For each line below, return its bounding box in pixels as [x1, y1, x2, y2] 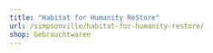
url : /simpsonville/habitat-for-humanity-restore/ [9, 22, 205, 31]
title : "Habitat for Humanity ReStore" [9, 13, 160, 22]
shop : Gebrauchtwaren [9, 30, 92, 39]
